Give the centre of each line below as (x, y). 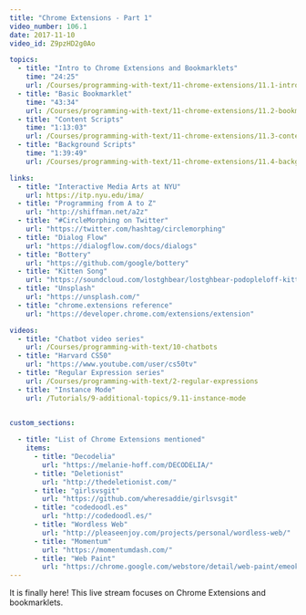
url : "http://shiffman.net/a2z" (87, 212)
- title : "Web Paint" (75, 558)
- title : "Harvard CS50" (65, 356)
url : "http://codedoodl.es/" (97, 516)
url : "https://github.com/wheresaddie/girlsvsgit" (140, 499)
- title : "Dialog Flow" (62, 237)
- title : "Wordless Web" (81, 525)
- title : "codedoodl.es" (81, 507)
